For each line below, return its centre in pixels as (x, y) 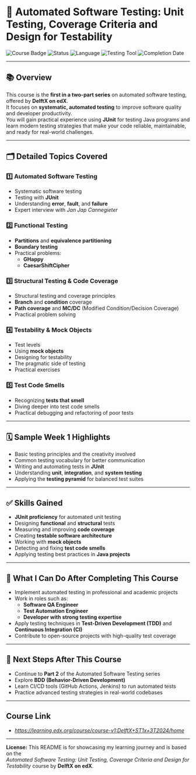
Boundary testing (36, 247)
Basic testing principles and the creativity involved (75, 454)
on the (14, 753)
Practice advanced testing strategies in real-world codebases (89, 692)
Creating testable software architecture (63, 536)
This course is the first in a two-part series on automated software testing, (96, 94)
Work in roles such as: (41, 598)
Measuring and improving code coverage (64, 529)
